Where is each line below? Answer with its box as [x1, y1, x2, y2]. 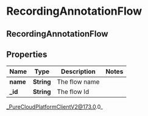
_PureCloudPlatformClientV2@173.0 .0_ [6, 103, 104, 111]
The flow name [57, 78, 100, 86]
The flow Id [57, 87, 90, 96]
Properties [6, 49, 48, 59]
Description [60, 67, 96, 76]
